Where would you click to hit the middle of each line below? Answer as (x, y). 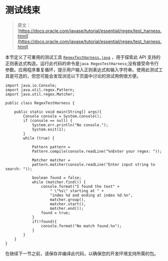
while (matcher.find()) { (59, 182)
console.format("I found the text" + (80, 186)
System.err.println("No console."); (70, 125)
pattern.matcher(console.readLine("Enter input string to (93, 164)
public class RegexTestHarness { (40, 103)
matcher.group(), (68, 200)
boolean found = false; (56, 178)
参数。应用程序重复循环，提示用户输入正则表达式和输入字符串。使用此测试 (82, 70)
